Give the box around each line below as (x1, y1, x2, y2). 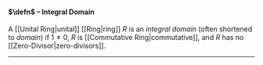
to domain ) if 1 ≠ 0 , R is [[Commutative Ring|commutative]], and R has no (8, 33, 244, 42)
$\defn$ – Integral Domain (8, 7, 95, 16)
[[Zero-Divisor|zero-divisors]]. (8, 41, 106, 51)
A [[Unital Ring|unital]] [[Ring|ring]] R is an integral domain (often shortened (8, 24, 253, 34)
